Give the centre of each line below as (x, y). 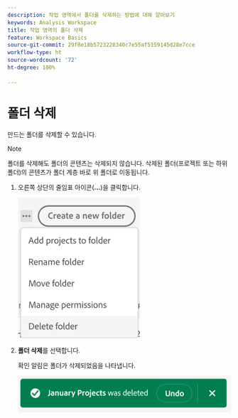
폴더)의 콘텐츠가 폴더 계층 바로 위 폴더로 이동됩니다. (79, 172)
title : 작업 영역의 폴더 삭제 (45, 30)
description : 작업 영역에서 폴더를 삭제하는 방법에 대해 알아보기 (91, 15)
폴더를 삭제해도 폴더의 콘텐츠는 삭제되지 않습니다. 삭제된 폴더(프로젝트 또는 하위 (118, 163)
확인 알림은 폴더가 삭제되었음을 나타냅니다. (77, 365)
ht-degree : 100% (31, 68)
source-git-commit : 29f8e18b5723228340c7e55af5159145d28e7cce (101, 45)
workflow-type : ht (34, 53)
